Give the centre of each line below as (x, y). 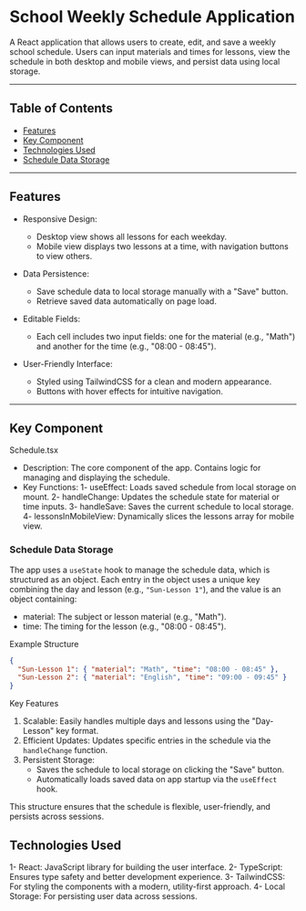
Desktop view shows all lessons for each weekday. (132, 236)
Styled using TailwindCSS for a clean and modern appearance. (154, 382)
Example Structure (44, 644)
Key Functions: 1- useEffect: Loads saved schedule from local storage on (159, 487)
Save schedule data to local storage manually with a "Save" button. (162, 291)
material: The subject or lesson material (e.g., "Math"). (124, 616)
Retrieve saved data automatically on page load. (126, 301)
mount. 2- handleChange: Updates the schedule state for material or (151, 497)
